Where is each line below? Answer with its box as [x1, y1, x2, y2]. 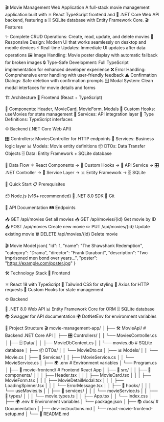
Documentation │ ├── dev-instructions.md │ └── [5, 406, 106, 411]
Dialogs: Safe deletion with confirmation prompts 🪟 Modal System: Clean [5, 78, 153, 83]
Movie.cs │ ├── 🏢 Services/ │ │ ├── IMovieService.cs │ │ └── [5, 354, 135, 360]
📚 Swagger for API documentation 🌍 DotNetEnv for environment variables [5, 313, 157, 319]
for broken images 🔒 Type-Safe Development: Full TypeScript [5, 60, 129, 65]
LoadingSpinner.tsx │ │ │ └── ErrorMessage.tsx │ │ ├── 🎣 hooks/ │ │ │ [5, 383, 152, 388]
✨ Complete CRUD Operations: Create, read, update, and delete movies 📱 [5, 34, 154, 39]
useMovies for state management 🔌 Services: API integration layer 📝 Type [5, 111, 154, 117]
